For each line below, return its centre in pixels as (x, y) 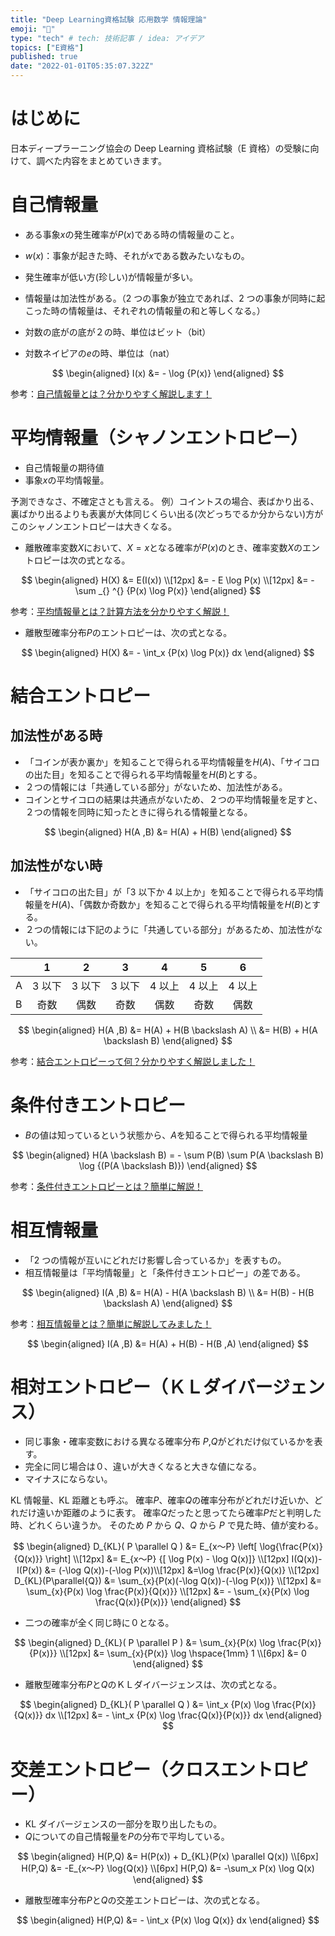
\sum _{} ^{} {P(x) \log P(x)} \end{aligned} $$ (168, 590)
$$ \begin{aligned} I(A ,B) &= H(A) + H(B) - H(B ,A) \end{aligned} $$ (168, 1343)
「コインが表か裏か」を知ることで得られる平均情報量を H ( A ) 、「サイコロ (172, 762)
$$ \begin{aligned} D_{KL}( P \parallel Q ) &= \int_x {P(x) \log (144, 1705)
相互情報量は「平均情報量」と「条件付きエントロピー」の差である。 (165, 1272)
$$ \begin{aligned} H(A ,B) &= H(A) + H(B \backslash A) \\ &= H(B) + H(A (168, 1030)
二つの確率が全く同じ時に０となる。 (99, 1623)
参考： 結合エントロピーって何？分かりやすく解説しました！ (133, 1061)
